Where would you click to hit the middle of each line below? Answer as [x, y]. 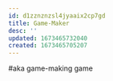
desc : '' [23, 30]
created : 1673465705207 [48, 46]
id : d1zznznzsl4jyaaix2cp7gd [57, 16]
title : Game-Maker [39, 23]
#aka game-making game [51, 68]
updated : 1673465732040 [48, 38]
